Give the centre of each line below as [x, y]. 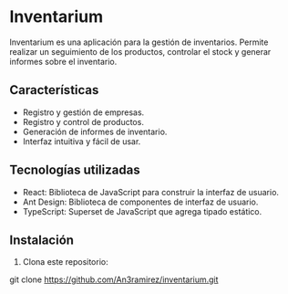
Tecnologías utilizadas [75, 170]
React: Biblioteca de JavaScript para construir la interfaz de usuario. [151, 192]
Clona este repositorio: [65, 262]
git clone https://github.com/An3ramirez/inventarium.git [114, 279]
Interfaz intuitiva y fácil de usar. [82, 141]
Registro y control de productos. [83, 121]
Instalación [42, 240]
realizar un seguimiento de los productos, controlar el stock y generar [140, 51]
